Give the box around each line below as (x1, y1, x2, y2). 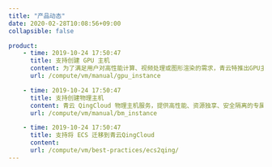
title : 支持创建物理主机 (29, 94, 104, 102)
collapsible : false (8, 27, 74, 35)
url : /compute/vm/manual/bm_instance (29, 109, 158, 118)
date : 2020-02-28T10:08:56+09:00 (8, 19, 121, 28)
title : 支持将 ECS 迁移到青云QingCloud (29, 131, 155, 139)
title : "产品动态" (8, 11, 66, 20)
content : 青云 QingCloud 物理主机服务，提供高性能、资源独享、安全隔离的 (29, 101, 253, 109)
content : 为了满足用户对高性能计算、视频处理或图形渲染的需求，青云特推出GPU (29, 64, 261, 73)
